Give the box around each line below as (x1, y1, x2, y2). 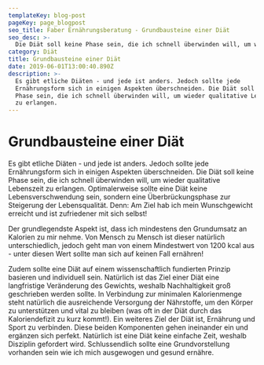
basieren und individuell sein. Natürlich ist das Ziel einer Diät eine (8, 272, 220, 283)
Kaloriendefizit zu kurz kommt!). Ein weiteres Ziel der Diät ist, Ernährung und (8, 315, 255, 324)
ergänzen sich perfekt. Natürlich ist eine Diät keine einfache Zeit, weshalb (8, 331, 247, 341)
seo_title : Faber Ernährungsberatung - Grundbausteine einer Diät (8, 26, 230, 34)
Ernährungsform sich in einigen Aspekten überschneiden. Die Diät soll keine (8, 167, 255, 177)
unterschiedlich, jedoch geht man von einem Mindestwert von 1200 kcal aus (8, 241, 255, 250)
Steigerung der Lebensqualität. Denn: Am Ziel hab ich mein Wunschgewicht (8, 201, 253, 210)
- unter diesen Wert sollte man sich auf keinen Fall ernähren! (8, 249, 204, 259)
